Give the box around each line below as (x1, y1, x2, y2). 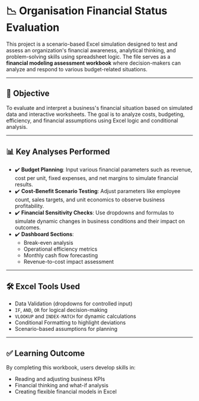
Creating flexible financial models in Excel (14, 388, 117, 395)
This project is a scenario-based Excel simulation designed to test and (6, 40, 178, 48)
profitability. (14, 202, 44, 209)
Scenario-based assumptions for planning (14, 326, 118, 333)
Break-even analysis (23, 239, 73, 246)
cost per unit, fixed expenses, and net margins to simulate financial (14, 174, 179, 181)
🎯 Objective (6, 89, 50, 99)
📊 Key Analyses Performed (6, 147, 110, 157)
